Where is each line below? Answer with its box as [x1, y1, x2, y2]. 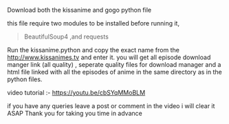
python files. [7, 75, 43, 83]
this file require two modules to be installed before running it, [7, 19, 180, 27]
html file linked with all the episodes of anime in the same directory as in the [7, 68, 222, 76]
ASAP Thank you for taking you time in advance [7, 110, 142, 117]
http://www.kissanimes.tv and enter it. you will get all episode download [7, 53, 211, 61]
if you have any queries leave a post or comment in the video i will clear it [7, 102, 215, 110]
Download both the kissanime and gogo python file [7, 6, 152, 14]
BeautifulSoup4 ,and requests [23, 32, 109, 41]
